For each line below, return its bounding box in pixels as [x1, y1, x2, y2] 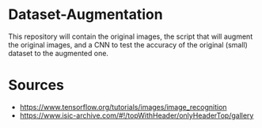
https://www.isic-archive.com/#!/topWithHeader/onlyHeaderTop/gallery [19, 111, 254, 120]
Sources [8, 77, 65, 94]
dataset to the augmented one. [8, 48, 109, 58]
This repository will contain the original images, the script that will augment [8, 32, 253, 41]
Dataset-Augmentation [8, 6, 164, 24]
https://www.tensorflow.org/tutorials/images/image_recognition [19, 102, 227, 111]
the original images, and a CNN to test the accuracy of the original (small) [8, 40, 248, 49]
